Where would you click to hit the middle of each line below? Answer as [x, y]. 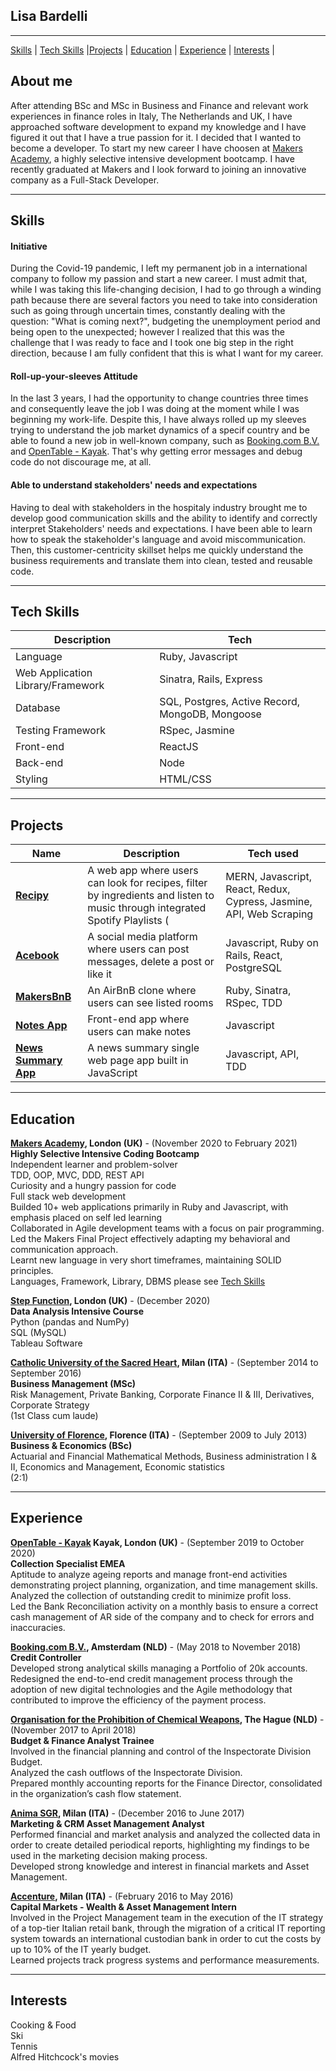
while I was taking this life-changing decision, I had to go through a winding [166, 290]
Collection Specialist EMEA [68, 1563]
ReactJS [179, 747]
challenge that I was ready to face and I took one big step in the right [152, 343]
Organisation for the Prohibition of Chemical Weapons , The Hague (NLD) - [167, 1719]
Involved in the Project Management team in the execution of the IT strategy [167, 1917]
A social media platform [142, 937]
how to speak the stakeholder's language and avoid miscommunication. [158, 539]
